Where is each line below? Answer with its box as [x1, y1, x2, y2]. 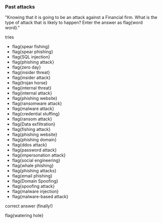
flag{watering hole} [5, 213, 44, 219]
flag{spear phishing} [12, 49, 53, 55]
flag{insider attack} [12, 74, 51, 81]
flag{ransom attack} [12, 116, 52, 122]
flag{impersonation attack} [12, 152, 66, 158]
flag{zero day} [12, 64, 41, 70]
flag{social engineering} [12, 157, 61, 164]
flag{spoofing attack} [12, 184, 55, 189]
